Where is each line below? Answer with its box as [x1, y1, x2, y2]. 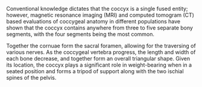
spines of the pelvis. [6, 74, 57, 81]
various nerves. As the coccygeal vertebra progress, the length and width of [6, 49, 196, 56]
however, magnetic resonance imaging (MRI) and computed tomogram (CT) [6, 11, 195, 19]
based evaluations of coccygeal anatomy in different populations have [6, 18, 181, 25]
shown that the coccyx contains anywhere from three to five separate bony [6, 24, 193, 31]
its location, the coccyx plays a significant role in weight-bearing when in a [6, 61, 192, 68]
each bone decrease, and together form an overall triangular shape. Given [6, 55, 191, 62]
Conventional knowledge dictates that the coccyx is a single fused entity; [6, 5, 188, 12]
